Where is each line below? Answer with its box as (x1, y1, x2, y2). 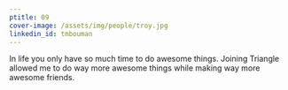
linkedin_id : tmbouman (9, 29, 93, 38)
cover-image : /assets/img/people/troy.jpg (9, 21, 168, 30)
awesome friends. (9, 72, 75, 83)
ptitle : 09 (9, 12, 50, 22)
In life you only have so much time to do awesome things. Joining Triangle (9, 54, 280, 64)
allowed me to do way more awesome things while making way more (9, 63, 261, 73)
